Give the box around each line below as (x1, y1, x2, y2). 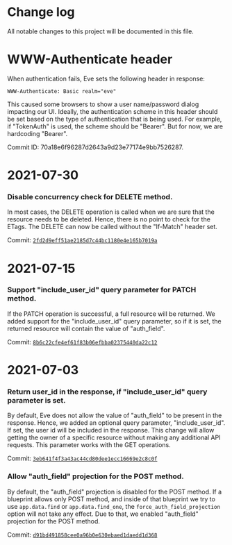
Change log (7, 4, 75, 20)
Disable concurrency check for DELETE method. (7, 192, 173, 201)
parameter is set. (7, 395, 66, 405)
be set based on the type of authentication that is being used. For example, (7, 115, 222, 123)
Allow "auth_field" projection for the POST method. (7, 471, 184, 481)
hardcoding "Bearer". (7, 129, 68, 137)
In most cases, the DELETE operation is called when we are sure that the (7, 208, 215, 216)
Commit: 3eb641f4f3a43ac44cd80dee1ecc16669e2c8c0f (7, 454, 158, 462)
